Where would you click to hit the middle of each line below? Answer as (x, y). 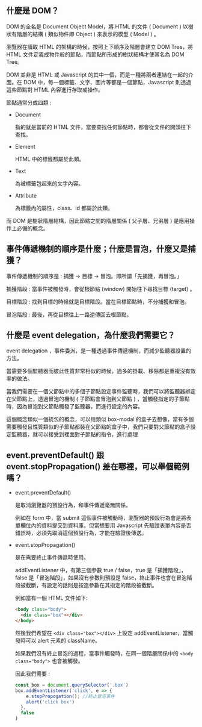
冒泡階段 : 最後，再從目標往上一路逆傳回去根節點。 (69, 314)
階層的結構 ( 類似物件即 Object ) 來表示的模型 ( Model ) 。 (88, 34)
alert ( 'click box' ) (50, 702)
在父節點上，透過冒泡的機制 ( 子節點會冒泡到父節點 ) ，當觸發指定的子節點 (98, 399)
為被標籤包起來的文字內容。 (49, 183)
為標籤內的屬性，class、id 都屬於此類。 (64, 208)
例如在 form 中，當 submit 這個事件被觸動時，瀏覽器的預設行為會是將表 (103, 518)
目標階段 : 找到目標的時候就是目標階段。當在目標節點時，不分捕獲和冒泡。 (98, 301)
